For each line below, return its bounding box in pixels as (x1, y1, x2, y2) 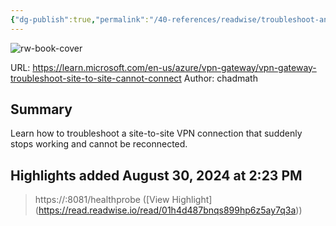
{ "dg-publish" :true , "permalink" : (10, 14, 150, 25)
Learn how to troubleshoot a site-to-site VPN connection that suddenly (10, 127, 303, 140)
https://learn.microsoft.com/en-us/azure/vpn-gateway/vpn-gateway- (32, 61, 317, 73)
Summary (10, 101, 73, 118)
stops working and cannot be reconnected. (10, 138, 188, 150)
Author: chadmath (183, 72, 258, 84)
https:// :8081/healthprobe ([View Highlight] (34, 194, 213, 206)
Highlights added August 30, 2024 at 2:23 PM (10, 167, 303, 184)
